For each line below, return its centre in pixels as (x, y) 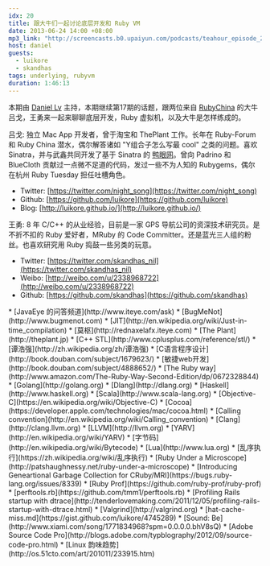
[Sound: (197, 518)
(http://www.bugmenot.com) (55, 320)
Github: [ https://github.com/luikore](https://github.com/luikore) (124, 199)
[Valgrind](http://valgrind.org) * (151, 509)
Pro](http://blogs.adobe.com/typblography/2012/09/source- (153, 535)
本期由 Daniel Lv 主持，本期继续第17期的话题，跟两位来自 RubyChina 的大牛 (133, 107)
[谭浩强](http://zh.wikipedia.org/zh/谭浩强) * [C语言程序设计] (108, 349)
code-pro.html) (33, 544)
